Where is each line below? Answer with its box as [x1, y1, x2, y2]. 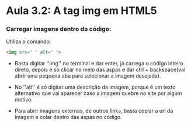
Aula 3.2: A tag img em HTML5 [6, 4, 158, 17]
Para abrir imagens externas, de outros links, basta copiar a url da [14, 107, 173, 114]
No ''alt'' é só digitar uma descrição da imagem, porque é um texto [14, 83, 176, 91]
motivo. [14, 96, 33, 103]
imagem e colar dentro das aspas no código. [14, 114, 123, 121]
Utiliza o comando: [6, 38, 51, 45]
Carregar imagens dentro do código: [6, 25, 112, 33]
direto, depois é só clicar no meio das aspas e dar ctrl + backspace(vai [14, 66, 186, 73]
